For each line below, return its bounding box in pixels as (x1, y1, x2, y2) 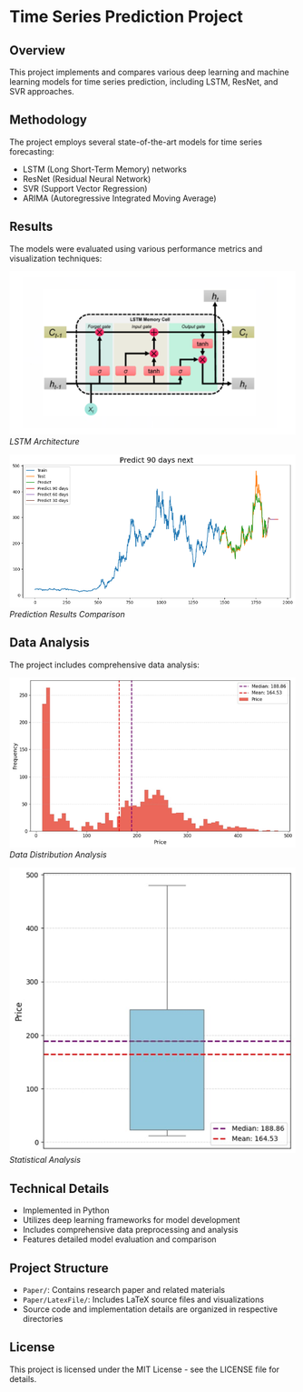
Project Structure (9, 1260, 109, 1276)
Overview (9, 43, 66, 58)
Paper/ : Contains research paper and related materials (22, 1284, 226, 1295)
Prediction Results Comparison (9, 608, 125, 619)
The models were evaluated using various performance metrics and (9, 243, 263, 254)
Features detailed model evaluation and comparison (22, 1234, 217, 1245)
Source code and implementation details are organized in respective (22, 1303, 279, 1315)
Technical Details (9, 1180, 110, 1197)
